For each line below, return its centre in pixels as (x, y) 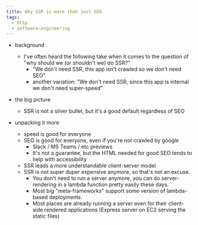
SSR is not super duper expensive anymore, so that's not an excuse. (107, 172)
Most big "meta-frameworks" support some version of (99, 191)
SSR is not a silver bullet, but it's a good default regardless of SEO (104, 111)
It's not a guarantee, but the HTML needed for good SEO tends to (112, 153)
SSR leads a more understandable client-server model (90, 166)
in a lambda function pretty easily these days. (113, 185)
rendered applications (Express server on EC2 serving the (115, 210)
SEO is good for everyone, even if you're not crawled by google (101, 141)
